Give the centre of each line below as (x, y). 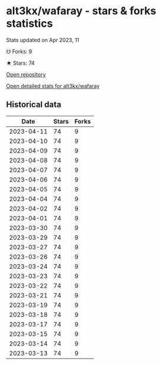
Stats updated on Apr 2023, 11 (43, 40)
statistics (30, 23)
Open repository (26, 74)
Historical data (34, 105)
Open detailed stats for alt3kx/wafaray (53, 86)
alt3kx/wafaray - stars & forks (81, 11)
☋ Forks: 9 (19, 51)
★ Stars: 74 (20, 63)
